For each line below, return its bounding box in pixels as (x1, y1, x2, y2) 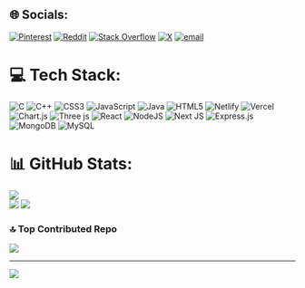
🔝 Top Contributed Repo (9, 222, 118, 235)
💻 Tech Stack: (9, 65, 122, 85)
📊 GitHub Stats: (9, 153, 133, 174)
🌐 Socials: (9, 7, 69, 23)
